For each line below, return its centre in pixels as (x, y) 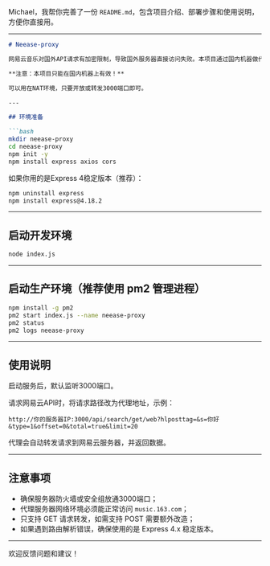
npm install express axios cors (62, 162)
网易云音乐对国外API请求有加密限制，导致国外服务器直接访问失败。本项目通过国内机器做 (133, 59)
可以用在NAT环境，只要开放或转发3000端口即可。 (78, 88)
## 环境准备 (26, 117)
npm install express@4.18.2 (55, 201)
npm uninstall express (46, 193)
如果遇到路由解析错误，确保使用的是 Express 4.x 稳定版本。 (119, 529)
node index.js (32, 254)
